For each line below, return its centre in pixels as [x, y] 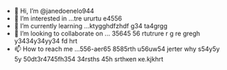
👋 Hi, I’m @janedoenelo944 [54, 11]
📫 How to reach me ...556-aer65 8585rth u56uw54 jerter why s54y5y [117, 49]
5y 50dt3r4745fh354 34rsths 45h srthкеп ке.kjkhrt [89, 59]
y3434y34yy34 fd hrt [46, 41]
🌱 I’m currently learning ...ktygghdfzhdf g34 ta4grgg [91, 26]
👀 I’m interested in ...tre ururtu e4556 [68, 18]
